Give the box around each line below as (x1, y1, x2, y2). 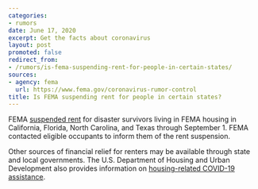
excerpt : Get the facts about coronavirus (8, 33, 151, 42)
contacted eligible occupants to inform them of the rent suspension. (8, 132, 231, 141)
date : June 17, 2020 (8, 26, 77, 34)
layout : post (8, 41, 52, 49)
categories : (8, 11, 48, 20)
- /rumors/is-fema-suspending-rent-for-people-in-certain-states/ (8, 64, 233, 71)
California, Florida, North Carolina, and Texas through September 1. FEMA (8, 123, 248, 133)
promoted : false (8, 48, 62, 56)
